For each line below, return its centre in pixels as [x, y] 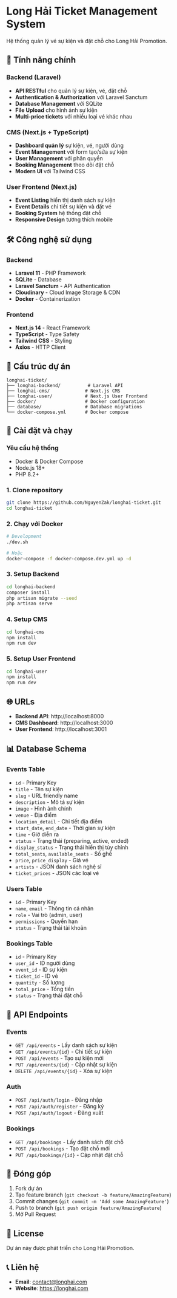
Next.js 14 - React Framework [52, 328]
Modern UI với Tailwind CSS [50, 171]
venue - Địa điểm [36, 815]
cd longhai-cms [25, 632]
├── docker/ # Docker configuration [76, 402]
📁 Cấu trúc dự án [38, 366]
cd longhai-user [27, 671]
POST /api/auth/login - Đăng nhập [59, 1100]
